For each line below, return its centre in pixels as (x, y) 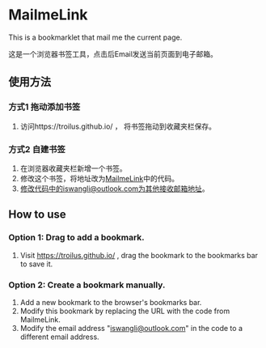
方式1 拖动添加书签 (44, 107)
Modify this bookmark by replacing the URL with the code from (125, 311)
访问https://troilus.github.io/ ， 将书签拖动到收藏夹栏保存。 (118, 126)
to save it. (36, 264)
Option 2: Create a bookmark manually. (87, 285)
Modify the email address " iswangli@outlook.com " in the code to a (131, 328)
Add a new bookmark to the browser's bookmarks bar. (111, 302)
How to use (37, 215)
